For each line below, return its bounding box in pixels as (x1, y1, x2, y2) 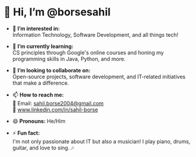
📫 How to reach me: (12, 91, 64, 98)
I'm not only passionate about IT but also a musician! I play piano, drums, (12, 137, 191, 145)
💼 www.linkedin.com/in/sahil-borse (12, 106, 98, 113)
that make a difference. (12, 79, 69, 86)
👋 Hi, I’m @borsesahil (4, 5, 111, 19)
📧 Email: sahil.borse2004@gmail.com (12, 100, 104, 107)
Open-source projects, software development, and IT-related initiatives (12, 73, 186, 80)
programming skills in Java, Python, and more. (12, 55, 126, 62)
